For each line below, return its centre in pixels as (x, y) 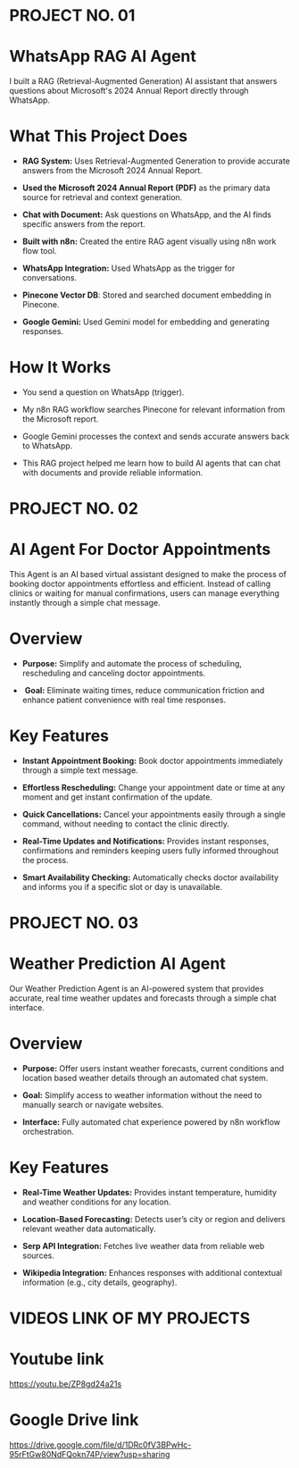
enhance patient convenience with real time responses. (124, 700)
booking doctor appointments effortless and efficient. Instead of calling (140, 584)
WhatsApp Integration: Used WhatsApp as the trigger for (129, 268)
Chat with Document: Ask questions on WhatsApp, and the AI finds (147, 214)
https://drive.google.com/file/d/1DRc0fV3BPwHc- (100, 1445)
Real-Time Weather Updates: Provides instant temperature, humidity (149, 1192)
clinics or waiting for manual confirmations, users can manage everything (144, 593)
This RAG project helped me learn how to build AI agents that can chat (151, 463)
